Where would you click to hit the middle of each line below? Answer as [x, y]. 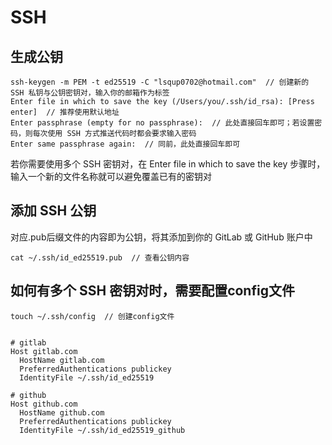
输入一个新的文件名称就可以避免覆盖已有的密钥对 [111, 176]
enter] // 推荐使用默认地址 [65, 112]
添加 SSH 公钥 [53, 211]
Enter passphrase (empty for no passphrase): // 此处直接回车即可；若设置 [162, 123]
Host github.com [44, 404]
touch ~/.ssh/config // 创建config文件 [92, 316]
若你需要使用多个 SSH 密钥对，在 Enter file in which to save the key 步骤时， [168, 164]
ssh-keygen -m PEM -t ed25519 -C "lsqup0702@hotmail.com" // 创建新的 [160, 82]
